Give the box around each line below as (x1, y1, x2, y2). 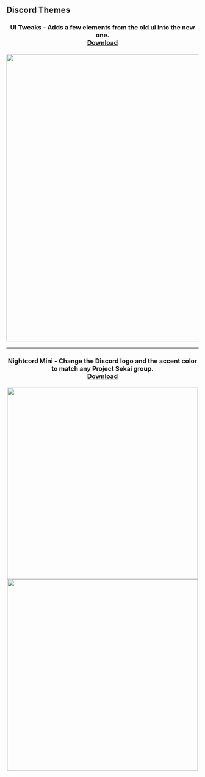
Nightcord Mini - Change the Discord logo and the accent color (7, 357, 198, 365)
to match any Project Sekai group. (51, 364, 154, 373)
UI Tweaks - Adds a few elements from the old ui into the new (10, 23, 195, 32)
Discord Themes (6, 5, 71, 15)
